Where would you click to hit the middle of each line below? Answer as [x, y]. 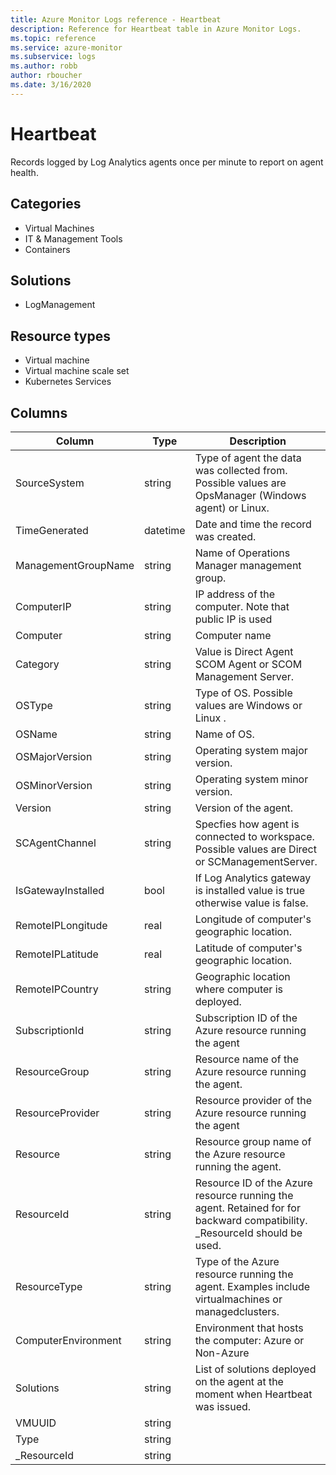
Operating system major [251, 750]
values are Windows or [248, 705]
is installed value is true [250, 890]
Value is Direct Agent [244, 651]
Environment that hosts [249, 1328]
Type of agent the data [248, 458]
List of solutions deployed [255, 1369]
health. [24, 172]
